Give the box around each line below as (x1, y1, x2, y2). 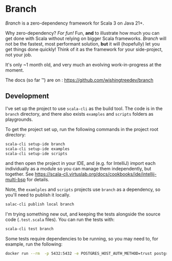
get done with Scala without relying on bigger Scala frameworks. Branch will (5, 35, 166, 41)
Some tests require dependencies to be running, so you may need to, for (5, 236, 159, 242)
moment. (5, 67, 24, 73)
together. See (5, 171, 34, 177)
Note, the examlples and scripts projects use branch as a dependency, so (5, 186, 161, 192)
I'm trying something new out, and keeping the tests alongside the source (5, 211, 161, 217)
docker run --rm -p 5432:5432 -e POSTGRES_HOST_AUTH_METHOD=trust (5, 251, 153, 256)
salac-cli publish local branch (5, 202, 74, 207)
